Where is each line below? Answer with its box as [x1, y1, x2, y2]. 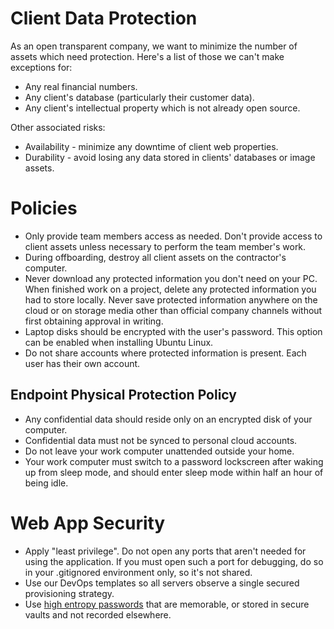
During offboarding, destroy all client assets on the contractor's [24, 251, 287, 263]
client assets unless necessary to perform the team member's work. [24, 240, 307, 252]
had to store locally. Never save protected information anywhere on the [24, 293, 318, 306]
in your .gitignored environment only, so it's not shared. [24, 566, 253, 578]
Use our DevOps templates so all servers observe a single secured [24, 577, 300, 589]
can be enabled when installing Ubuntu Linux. [24, 336, 214, 348]
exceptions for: [10, 61, 73, 73]
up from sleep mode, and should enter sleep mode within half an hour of [24, 466, 324, 478]
